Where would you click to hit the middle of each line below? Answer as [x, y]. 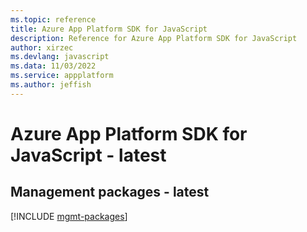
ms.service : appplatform [62, 76]
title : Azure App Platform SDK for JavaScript [109, 29]
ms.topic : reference [53, 19]
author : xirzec [42, 47]
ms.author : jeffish [51, 85]
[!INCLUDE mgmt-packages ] [69, 216]
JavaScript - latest [88, 155]
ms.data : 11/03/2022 [53, 66]
